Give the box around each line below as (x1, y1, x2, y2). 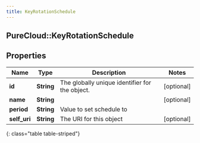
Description (92, 68, 126, 77)
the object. (60, 85, 90, 94)
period (9, 105, 29, 113)
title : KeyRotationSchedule (6, 8, 76, 15)
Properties (6, 51, 46, 61)
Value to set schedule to (60, 105, 128, 113)
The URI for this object (60, 115, 123, 123)
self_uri (9, 115, 31, 123)
